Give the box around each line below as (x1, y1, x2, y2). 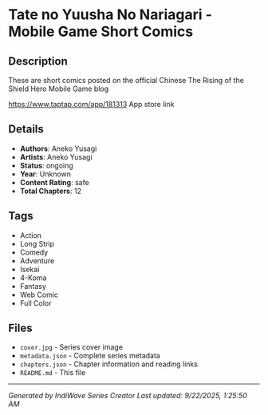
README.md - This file (19, 368, 86, 377)
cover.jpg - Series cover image (19, 342, 124, 352)
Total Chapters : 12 (19, 186, 82, 196)
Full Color (19, 298, 52, 308)
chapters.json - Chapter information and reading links (19, 359, 198, 369)
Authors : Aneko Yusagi (19, 144, 97, 153)
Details (8, 122, 44, 136)
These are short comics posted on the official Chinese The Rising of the (8, 76, 245, 85)
